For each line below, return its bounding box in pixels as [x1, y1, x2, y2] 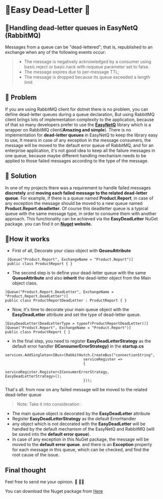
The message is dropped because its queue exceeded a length [24, 74, 150, 80]
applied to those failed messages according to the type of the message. [5, 158, 149, 164]
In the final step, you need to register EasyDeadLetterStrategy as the [12, 338, 151, 344]
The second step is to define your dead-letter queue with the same [12, 270, 147, 276]
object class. [12, 280, 38, 286]
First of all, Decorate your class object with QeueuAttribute [12, 248, 131, 254]
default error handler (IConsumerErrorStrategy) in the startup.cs [12, 343, 144, 349]
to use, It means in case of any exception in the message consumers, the [5, 137, 151, 143]
